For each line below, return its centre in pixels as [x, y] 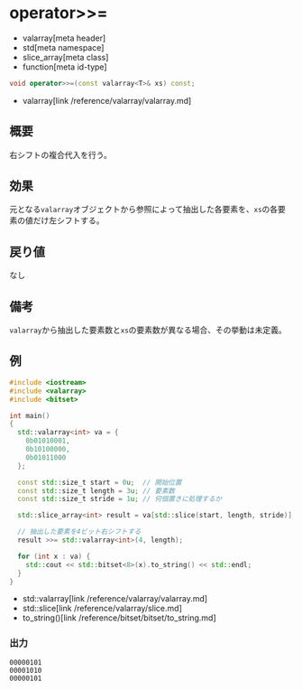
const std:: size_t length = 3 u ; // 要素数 [96, 490]
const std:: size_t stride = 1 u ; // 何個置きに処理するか [120, 499]
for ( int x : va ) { [54, 556]
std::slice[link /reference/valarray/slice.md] [102, 609]
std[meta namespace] [63, 47]
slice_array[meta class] [65, 57]
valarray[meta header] [64, 38]
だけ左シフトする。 [69, 220]
